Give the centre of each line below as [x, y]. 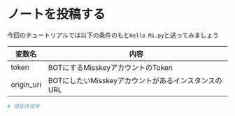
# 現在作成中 [23, 106]
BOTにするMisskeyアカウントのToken [110, 67]
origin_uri [26, 85]
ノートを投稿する [57, 14]
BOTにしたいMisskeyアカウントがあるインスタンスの [135, 80]
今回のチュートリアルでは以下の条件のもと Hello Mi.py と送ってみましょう [113, 35]
